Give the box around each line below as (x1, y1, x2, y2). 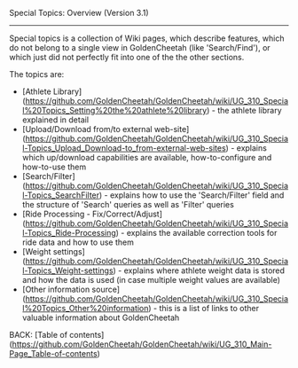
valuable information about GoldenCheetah (21, 312, 180, 323)
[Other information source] (21, 284, 121, 294)
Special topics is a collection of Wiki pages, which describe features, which (9, 33, 285, 43)
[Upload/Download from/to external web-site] (21, 124, 190, 134)
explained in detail (21, 114, 90, 125)
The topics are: (9, 69, 65, 79)
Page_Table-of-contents (9, 348, 98, 358)
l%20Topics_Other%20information (21, 303, 149, 313)
